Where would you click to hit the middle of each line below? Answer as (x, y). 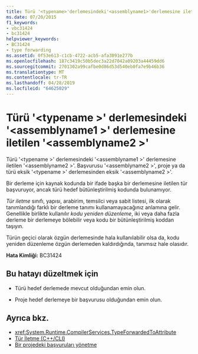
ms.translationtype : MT (35, 72)
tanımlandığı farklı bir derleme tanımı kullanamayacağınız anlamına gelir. (93, 207)
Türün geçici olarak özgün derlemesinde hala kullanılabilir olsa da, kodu (93, 238)
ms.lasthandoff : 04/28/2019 (41, 83)
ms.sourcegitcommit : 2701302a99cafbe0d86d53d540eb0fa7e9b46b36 (85, 66)
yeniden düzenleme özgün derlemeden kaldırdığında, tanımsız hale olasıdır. (97, 243)
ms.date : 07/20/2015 (32, 17)
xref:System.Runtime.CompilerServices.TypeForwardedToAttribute (95, 332)
